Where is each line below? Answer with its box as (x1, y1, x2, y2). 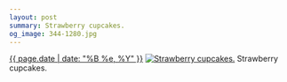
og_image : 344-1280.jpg (9, 29, 98, 38)
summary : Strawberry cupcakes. (9, 21, 125, 30)
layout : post (9, 12, 58, 22)
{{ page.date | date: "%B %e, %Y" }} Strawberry (9, 54, 278, 64)
